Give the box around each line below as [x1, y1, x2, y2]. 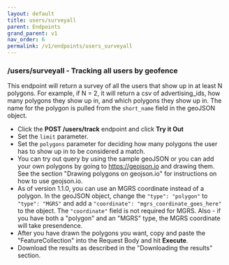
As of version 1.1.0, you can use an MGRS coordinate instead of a [17, 185, 205, 193]
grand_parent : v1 [7, 29, 58, 37]
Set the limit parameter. [17, 132, 89, 141]
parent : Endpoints [7, 23, 61, 30]
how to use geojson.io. [17, 177, 83, 185]
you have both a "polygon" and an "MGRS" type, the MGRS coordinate [17, 214, 221, 222]
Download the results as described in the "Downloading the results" [17, 244, 213, 252]
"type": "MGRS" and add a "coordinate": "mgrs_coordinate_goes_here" [17, 199, 222, 208]
